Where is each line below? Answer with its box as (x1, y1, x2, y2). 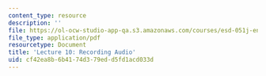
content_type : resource (8, 11, 87, 20)
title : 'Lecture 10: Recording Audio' (8, 48, 136, 56)
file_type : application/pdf (8, 33, 101, 42)
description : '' (8, 19, 62, 27)
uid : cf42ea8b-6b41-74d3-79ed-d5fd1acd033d (8, 56, 154, 64)
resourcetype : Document (8, 41, 87, 49)
